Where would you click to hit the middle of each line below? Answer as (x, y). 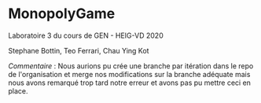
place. (18, 90)
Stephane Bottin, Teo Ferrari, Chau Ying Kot (79, 50)
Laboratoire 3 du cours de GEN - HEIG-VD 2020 (86, 35)
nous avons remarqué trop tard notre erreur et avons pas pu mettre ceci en (130, 83)
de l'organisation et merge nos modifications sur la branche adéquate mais (129, 74)
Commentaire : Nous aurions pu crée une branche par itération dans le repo (131, 66)
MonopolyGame (62, 14)
